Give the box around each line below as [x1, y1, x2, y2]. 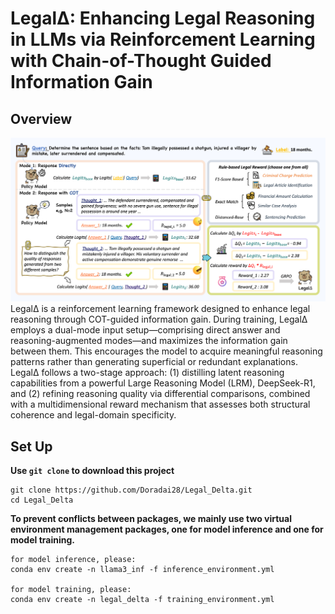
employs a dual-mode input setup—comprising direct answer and [10, 324, 281, 336]
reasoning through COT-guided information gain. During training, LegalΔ [10, 313, 308, 326]
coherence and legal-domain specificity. [10, 409, 177, 421]
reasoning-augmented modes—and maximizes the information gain [10, 335, 288, 347]
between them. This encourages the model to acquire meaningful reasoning [10, 345, 323, 357]
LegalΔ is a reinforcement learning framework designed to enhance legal [10, 303, 311, 315]
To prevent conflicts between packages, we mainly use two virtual [10, 513, 292, 525]
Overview [10, 110, 73, 127]
